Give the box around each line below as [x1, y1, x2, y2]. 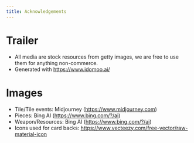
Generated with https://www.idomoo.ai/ [14, 66, 110, 73]
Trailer [6, 33, 39, 47]
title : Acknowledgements [6, 8, 67, 15]
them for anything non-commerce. [14, 59, 98, 66]
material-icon [14, 130, 47, 138]
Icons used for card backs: [14, 124, 80, 131]
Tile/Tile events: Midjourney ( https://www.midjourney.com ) [14, 105, 157, 113]
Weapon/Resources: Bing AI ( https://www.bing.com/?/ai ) [14, 118, 152, 125]
